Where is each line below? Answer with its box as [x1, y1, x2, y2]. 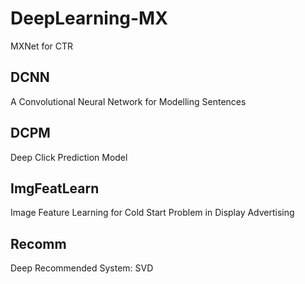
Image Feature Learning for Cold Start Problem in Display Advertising [10, 207, 295, 219]
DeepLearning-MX [10, 7, 168, 30]
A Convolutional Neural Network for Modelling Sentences [10, 95, 247, 107]
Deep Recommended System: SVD [10, 262, 154, 274]
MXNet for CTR [10, 40, 74, 52]
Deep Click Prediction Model [10, 151, 128, 163]
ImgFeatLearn [10, 180, 100, 197]
